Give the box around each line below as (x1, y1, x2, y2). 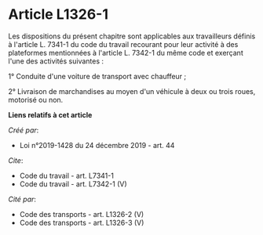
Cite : (8, 155, 24, 165)
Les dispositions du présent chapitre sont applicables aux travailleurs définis (8, 31, 256, 41)
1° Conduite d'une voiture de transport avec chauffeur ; (8, 71, 187, 81)
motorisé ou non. (8, 95, 64, 104)
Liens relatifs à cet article (8, 110, 93, 119)
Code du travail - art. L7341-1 (19, 171, 114, 180)
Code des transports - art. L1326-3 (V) (19, 218, 144, 227)
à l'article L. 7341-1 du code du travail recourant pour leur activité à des (8, 39, 239, 49)
